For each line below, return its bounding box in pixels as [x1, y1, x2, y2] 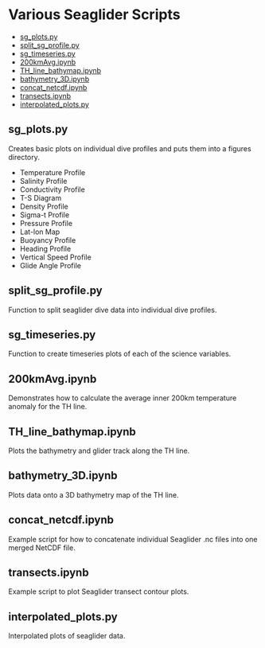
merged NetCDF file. [8, 543, 76, 552]
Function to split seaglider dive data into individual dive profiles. [8, 305, 217, 314]
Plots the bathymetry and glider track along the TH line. [8, 446, 190, 455]
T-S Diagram [19, 193, 62, 202]
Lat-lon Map [19, 227, 60, 236]
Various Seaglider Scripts [8, 6, 181, 24]
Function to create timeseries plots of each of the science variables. [8, 349, 232, 359]
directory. [8, 152, 40, 162]
